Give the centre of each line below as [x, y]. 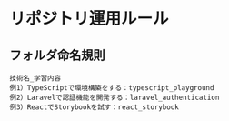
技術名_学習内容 [35, 78]
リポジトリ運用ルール [90, 19]
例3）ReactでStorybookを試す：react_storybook [94, 107]
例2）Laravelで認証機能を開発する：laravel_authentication [114, 97]
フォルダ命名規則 [57, 55]
